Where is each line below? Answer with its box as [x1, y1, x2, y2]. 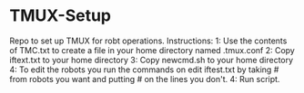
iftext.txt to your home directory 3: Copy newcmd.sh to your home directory [9, 54, 294, 65]
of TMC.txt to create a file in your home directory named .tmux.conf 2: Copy [9, 44, 296, 55]
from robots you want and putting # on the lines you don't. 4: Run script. [9, 73, 280, 84]
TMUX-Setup [9, 5, 112, 26]
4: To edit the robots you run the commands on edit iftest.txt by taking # [9, 64, 279, 75]
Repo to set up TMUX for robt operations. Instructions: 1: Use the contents [9, 35, 288, 46]
